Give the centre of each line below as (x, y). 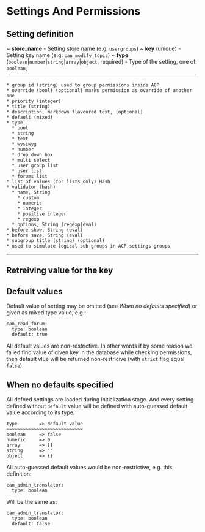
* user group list (35, 165)
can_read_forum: (27, 324)
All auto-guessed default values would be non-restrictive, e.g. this (89, 468)
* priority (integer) (34, 101)
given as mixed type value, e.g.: (46, 313)
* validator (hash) (31, 187)
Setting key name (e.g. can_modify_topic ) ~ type (67, 55)
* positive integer (42, 214)
